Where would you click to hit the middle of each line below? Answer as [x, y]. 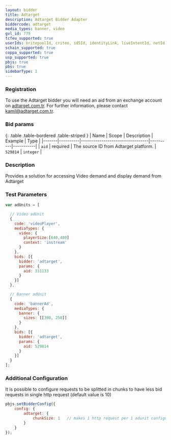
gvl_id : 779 [18, 34]
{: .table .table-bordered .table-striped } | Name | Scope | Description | [79, 135]
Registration [21, 89]
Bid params [20, 124]
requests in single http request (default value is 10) [58, 395]
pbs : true [16, 67]
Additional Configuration [36, 378]
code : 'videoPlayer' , [37, 224]
